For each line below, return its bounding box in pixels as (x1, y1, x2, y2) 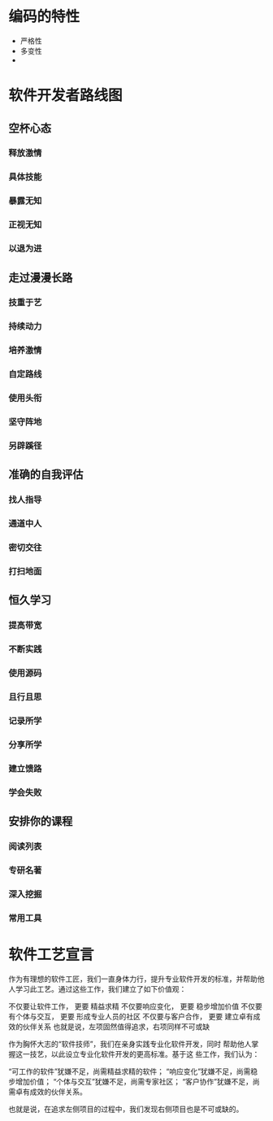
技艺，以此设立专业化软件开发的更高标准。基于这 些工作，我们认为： (29, 1049, 260, 1058)
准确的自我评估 (8, 468, 84, 482)
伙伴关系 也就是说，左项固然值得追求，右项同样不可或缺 (22, 1022, 210, 1032)
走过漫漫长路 (8, 270, 73, 285)
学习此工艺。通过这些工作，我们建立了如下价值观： (15, 984, 187, 993)
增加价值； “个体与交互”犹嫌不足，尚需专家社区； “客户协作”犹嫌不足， (15, 1076, 253, 1086)
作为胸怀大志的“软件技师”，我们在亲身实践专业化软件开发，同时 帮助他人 (8, 1039, 252, 1049)
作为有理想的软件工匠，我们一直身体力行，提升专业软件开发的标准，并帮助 (8, 974, 258, 984)
